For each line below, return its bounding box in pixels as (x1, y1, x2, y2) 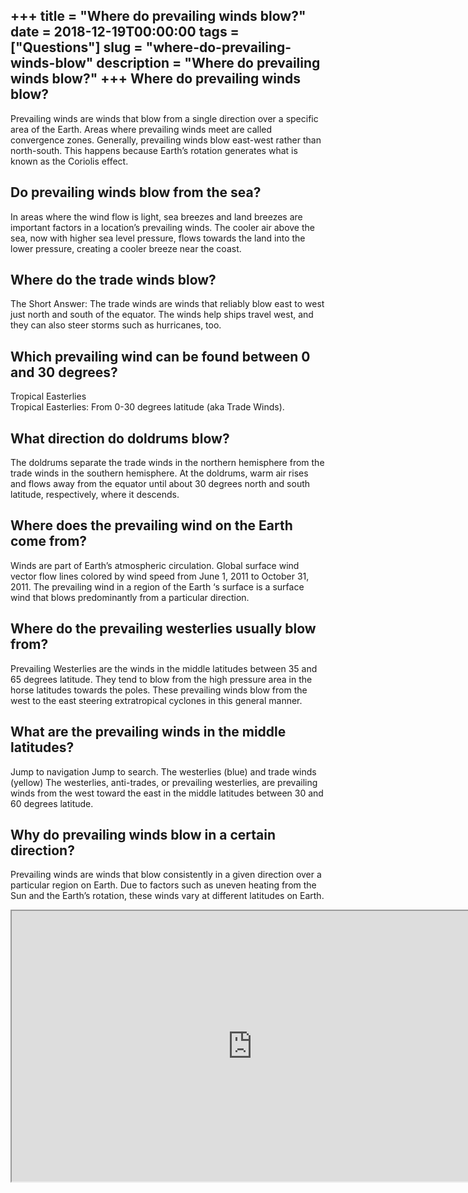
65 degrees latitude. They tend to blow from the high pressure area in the (10, 673, 313, 685)
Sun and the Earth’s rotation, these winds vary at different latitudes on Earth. (10, 890, 325, 902)
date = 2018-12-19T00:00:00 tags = (10, 24, 240, 41)
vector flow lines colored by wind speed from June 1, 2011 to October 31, (10, 570, 310, 582)
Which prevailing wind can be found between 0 (10, 348, 311, 365)
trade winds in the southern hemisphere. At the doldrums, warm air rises (10, 467, 309, 479)
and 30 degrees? (10, 364, 118, 381)
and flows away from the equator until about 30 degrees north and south (10, 478, 311, 490)
